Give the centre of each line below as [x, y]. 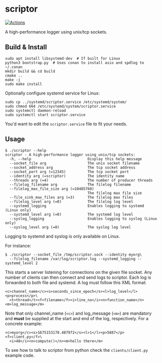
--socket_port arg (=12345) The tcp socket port [69, 172]
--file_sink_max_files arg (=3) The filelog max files [71, 197]
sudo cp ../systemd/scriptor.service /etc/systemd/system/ [66, 102]
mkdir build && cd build [30, 71]
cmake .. [14, 76]
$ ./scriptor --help [26, 150]
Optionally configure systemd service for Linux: [52, 93]
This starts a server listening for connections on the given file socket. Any [79, 272]
